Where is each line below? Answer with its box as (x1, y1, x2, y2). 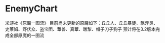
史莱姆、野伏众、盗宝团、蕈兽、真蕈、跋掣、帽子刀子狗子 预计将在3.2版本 (5, 26, 156, 32)
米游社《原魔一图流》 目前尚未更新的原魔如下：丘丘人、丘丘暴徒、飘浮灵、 (5, 20, 158, 26)
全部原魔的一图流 (9, 32, 44, 38)
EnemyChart (5, 3, 58, 14)
